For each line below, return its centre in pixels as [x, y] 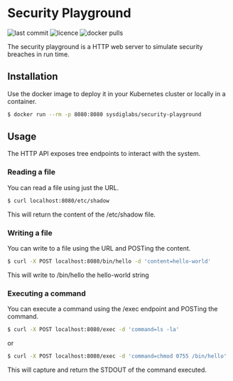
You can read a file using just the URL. [63, 187]
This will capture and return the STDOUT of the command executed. [107, 370]
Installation [33, 77]
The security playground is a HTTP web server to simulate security [105, 46]
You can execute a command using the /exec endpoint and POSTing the [113, 309]
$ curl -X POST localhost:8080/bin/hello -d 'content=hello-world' [109, 261]
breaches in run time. [38, 54]
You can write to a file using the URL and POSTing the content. [99, 248]
